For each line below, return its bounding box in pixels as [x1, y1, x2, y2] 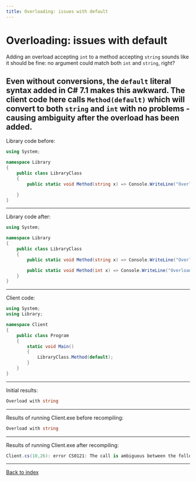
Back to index [6, 469, 39, 476]
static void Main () [27, 343, 75, 349]
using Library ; [6, 311, 43, 317]
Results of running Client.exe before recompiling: [6, 414, 124, 421]
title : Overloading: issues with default [6, 8, 108, 15]
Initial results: [6, 387, 38, 394]
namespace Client [6, 322, 48, 328]
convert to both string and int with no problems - [6, 104, 190, 114]
